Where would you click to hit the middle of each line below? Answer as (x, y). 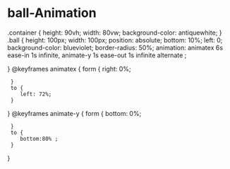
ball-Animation (52, 13)
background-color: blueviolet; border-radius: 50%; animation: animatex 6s (115, 47)
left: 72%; (36, 94)
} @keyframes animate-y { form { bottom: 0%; (74, 113)
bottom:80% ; (39, 139)
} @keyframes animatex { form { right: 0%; (69, 69)
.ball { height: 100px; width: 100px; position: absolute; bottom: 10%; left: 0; (115, 40)
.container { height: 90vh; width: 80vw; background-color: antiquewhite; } (115, 33)
